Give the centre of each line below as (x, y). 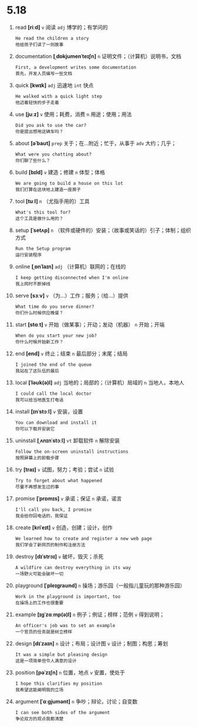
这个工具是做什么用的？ (39, 218)
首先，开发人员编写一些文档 (44, 73)
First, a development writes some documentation (76, 67)
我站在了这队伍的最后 (37, 371)
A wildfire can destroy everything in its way (73, 567)
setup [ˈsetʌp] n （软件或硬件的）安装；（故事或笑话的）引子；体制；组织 (103, 230)
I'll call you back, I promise (53, 509)
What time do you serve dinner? (55, 307)
